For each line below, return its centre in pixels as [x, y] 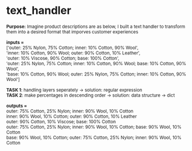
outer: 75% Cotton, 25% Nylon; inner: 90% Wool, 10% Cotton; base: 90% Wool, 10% [94, 127]
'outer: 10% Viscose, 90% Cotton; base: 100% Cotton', [63, 58]
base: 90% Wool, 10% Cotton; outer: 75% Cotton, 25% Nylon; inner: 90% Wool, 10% [94, 137]
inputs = [15, 42]
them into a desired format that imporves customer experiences [72, 32]
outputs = [17, 106]
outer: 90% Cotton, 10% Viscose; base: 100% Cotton [61, 121]
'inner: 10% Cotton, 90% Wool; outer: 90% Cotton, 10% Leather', [73, 53]
